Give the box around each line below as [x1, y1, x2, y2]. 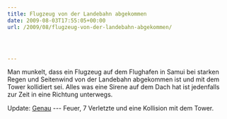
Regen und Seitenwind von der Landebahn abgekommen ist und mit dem [7, 75, 220, 84]
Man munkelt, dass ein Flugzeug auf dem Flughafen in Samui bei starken [7, 68, 219, 76]
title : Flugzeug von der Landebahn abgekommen [7, 10, 147, 18]
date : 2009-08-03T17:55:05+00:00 [7, 17, 106, 24]
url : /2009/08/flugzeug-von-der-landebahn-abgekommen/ [7, 23, 173, 30]
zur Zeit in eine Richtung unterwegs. [7, 90, 113, 99]
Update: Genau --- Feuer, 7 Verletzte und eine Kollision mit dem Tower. [7, 104, 214, 113]
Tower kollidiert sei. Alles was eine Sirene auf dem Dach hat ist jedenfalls [7, 83, 220, 91]
